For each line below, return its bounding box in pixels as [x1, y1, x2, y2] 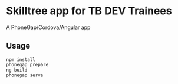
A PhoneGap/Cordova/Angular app [6, 24, 91, 31]
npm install [6, 56, 35, 63]
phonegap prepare [6, 62, 49, 67]
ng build [6, 67, 28, 73]
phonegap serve [6, 72, 44, 78]
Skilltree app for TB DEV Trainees [6, 4, 172, 18]
